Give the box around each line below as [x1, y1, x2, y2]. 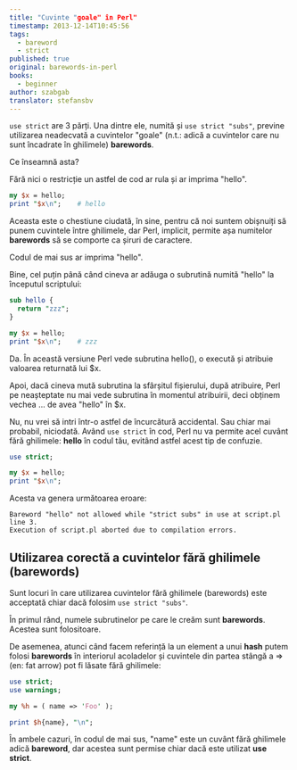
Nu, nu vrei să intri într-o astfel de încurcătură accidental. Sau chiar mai [9, 416, 271, 426]
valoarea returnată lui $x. [9, 362, 102, 373]
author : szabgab [9, 87, 70, 96]
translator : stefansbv [9, 95, 94, 105]
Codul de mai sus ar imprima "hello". [9, 252, 144, 263]
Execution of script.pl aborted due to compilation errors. [9, 526, 238, 535]
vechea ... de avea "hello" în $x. [9, 399, 127, 410]
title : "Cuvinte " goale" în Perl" [9, 12, 138, 22]
